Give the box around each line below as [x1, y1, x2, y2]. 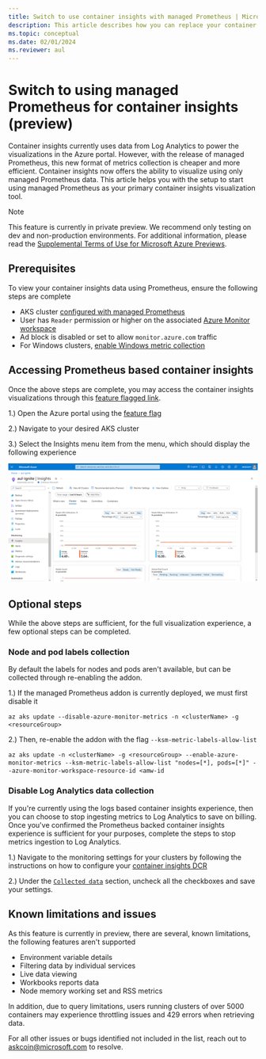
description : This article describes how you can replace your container [8, 21, 257, 29]
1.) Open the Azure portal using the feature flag [8, 408, 162, 417]
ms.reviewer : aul [8, 46, 66, 55]
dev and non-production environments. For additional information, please [8, 230, 247, 241]
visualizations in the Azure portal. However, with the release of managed [8, 150, 245, 159]
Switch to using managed [8, 82, 179, 99]
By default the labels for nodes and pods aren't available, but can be [8, 665, 231, 674]
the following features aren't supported [8, 937, 136, 947]
